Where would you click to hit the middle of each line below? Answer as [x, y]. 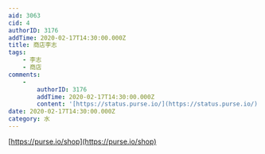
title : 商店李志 [33, 45]
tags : [17, 52]
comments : [25, 75]
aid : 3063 [25, 15]
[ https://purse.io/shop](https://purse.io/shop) [82, 141]
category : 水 [29, 119]
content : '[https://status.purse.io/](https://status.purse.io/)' [149, 104]
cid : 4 [19, 23]
